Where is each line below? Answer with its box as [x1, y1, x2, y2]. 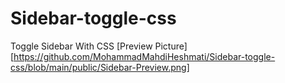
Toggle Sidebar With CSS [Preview [10, 40, 153, 52]
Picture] [154, 40, 188, 52]
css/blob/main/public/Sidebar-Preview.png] [10, 61, 190, 73]
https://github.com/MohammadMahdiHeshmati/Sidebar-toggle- [13, 50, 276, 62]
